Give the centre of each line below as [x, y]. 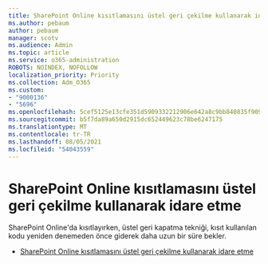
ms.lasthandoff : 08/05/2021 [55, 142]
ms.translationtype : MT [48, 127]
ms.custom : [26, 90]
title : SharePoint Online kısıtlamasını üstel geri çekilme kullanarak [130, 16]
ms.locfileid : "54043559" [51, 149]
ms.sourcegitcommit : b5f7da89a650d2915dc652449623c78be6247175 [116, 120]
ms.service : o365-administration [64, 61]
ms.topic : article [39, 53]
